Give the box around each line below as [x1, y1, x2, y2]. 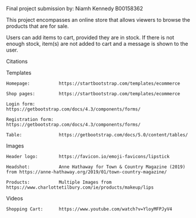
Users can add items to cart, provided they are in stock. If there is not [6, 34, 175, 41]
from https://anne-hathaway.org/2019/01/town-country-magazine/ [6, 169, 167, 175]
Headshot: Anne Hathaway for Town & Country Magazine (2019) [6, 164, 185, 170]
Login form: [6, 101, 35, 107]
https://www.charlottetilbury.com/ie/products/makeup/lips [6, 185, 154, 190]
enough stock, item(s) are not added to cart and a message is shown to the [6, 41, 188, 47]
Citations [6, 58, 28, 65]
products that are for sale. [6, 23, 69, 29]
